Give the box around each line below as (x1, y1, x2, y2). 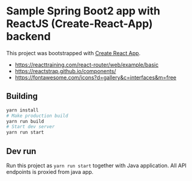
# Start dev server (6, 124, 55, 130)
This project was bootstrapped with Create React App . (6, 49, 141, 56)
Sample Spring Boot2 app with (6, 4, 161, 18)
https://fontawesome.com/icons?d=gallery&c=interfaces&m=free (14, 74, 177, 81)
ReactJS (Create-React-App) (6, 17, 153, 31)
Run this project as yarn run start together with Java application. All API (6, 162, 187, 169)
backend (6, 30, 51, 43)
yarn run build (6, 118, 44, 124)
